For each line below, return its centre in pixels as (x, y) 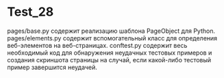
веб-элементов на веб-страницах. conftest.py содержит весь (97, 45)
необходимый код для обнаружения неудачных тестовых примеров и (110, 53)
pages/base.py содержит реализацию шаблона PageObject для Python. (111, 31)
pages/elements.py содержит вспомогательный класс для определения (112, 38)
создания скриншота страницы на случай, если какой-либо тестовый (109, 60)
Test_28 (30, 12)
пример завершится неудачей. (52, 67)
